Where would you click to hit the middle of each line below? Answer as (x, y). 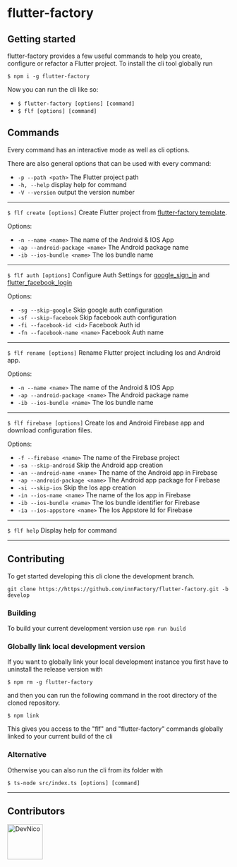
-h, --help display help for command (72, 184)
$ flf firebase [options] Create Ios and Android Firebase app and (106, 423)
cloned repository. (34, 703)
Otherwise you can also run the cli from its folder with (85, 770)
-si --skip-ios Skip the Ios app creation (77, 487)
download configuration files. (50, 430)
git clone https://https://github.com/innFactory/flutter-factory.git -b (118, 589)
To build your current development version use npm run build (97, 628)
